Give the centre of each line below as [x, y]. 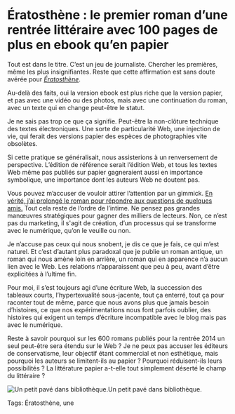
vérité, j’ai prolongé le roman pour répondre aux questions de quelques [110, 201]
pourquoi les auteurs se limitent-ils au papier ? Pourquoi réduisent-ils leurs [115, 361]
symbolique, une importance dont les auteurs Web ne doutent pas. [103, 180]
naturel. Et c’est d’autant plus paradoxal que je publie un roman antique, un [115, 251]
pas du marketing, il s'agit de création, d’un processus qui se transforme [112, 223]
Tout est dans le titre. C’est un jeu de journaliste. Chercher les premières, [113, 64]
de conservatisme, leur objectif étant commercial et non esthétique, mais [113, 353]
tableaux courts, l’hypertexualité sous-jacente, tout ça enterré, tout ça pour [116, 295]
